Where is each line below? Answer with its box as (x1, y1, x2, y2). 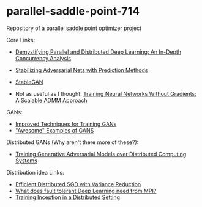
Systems (15, 157, 38, 164)
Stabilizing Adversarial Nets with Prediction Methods (15, 66, 148, 74)
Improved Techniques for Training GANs (15, 120, 117, 128)
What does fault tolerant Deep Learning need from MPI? (15, 187, 157, 194)
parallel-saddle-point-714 (6, 4, 140, 18)
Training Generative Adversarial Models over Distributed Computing (15, 150, 187, 158)
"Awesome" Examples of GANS (15, 126, 94, 134)
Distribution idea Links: (6, 169, 64, 176)
